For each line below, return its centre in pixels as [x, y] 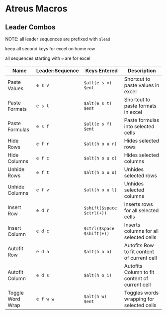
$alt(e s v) [98, 83]
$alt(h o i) [98, 275]
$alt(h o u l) [100, 190]
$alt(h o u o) [100, 172]
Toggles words [141, 293]
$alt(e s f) [98, 124]
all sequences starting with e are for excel [48, 58]
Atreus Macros [36, 9]
